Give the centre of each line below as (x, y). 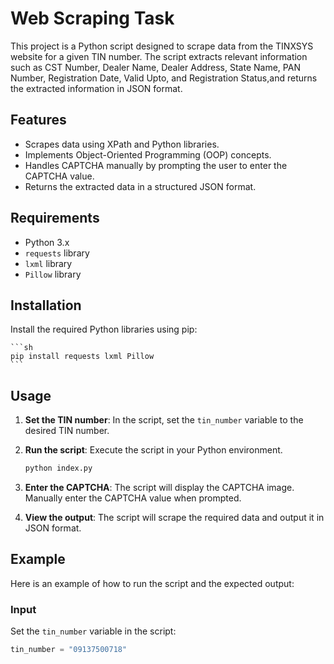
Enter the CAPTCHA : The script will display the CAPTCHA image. (159, 488)
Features (38, 120)
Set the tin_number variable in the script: (93, 631)
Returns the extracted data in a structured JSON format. (140, 186)
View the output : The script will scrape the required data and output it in (174, 518)
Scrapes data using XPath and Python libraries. (122, 144)
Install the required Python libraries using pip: (104, 329)
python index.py (58, 468)
